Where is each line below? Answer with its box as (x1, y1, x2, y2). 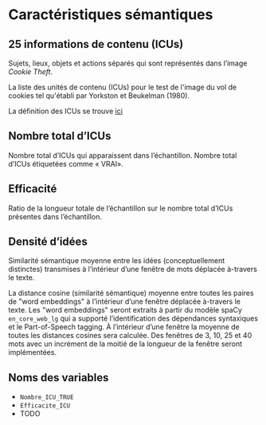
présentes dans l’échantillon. (8, 211, 102, 221)
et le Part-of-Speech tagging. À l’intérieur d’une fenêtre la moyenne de (8, 322, 241, 332)
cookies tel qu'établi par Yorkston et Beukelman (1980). (8, 91, 190, 100)
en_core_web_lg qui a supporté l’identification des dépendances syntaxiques (8, 313, 259, 324)
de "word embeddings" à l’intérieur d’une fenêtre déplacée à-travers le (8, 297, 241, 306)
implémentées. (8, 348, 57, 357)
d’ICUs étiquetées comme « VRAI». (8, 159, 123, 168)
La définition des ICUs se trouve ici (8, 106, 123, 116)
